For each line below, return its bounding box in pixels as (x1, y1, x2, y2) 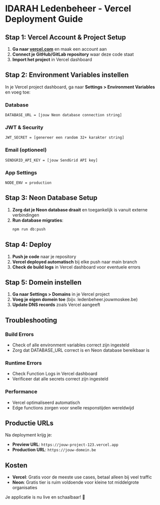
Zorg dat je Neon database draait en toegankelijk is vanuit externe (12, 206, 148, 212)
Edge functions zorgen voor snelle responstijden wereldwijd (12, 404, 134, 410)
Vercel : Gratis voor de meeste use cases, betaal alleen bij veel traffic (12, 474, 152, 480)
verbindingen (12, 212, 39, 218)
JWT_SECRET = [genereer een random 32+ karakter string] (5, 135, 125, 140)
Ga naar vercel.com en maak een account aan (12, 46, 107, 52)
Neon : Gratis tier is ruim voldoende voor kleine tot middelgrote (12, 479, 139, 485)
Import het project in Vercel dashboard (12, 57, 92, 62)
